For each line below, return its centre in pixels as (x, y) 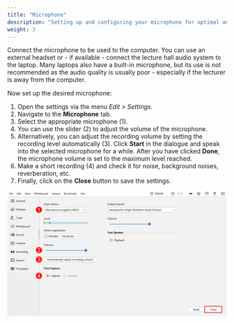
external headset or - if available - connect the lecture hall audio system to (114, 58)
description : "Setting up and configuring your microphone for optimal (113, 22)
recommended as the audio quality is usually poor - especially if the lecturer (117, 73)
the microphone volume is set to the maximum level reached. (105, 159)
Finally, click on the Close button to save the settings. (94, 181)
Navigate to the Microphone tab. (64, 114)
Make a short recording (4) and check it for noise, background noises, (118, 166)
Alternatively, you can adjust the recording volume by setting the (110, 137)
